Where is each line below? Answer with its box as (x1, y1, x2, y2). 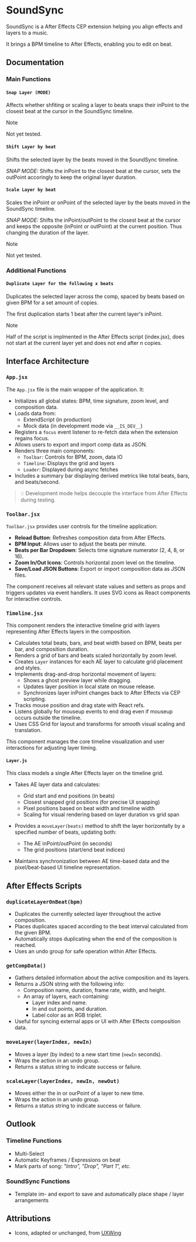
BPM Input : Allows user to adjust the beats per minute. (14, 540, 147, 547)
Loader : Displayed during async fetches (23, 466, 119, 473)
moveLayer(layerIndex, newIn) (6, 1039, 92, 1045)
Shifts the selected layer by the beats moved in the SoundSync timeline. (6, 156, 180, 163)
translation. (14, 727, 42, 734)
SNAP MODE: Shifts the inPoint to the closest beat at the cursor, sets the (6, 167, 181, 174)
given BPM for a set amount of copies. (6, 299, 98, 306)
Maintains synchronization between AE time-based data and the (14, 858, 170, 865)
